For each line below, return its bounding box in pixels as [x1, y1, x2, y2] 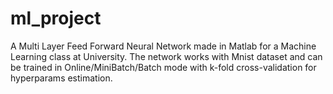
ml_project [10, 7, 102, 30]
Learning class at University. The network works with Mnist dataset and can [10, 50, 323, 62]
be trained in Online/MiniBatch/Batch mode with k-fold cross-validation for [10, 61, 317, 73]
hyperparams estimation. [10, 72, 113, 84]
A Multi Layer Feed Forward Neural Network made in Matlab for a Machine [10, 40, 317, 52]
